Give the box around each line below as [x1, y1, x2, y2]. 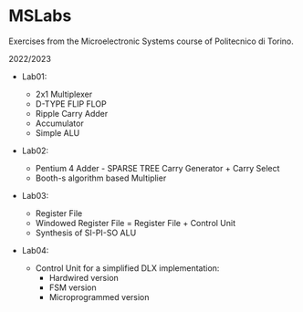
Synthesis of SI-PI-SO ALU [35, 227, 137, 238]
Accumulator [35, 118, 84, 129]
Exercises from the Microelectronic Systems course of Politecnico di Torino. [8, 36, 294, 47]
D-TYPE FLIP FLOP [35, 98, 107, 109]
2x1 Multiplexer [35, 88, 93, 99]
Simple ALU [35, 127, 80, 138]
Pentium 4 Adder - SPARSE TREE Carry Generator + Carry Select [35, 162, 280, 173]
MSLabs [8, 5, 72, 26]
